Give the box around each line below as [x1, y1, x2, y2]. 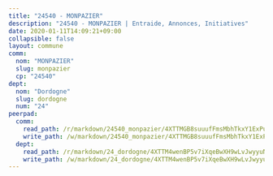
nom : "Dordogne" [15, 87, 71, 96]
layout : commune [8, 42, 63, 50]
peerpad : [8, 110, 38, 118]
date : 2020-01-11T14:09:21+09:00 [8, 27, 122, 35]
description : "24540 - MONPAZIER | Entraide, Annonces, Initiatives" [8, 19, 249, 28]
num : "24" [15, 102, 49, 110]
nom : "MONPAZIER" [15, 58, 75, 66]
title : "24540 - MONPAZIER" [8, 11, 104, 20]
